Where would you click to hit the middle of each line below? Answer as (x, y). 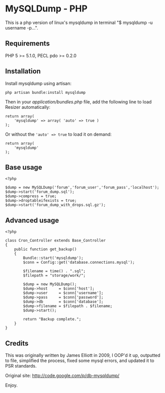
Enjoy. (11, 385)
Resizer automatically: (28, 107)
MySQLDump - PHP (46, 9)
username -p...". (22, 27)
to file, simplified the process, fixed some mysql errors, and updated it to (80, 361)
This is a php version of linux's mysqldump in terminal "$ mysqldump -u (79, 22)
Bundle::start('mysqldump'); (53, 258)
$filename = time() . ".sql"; (54, 271)
